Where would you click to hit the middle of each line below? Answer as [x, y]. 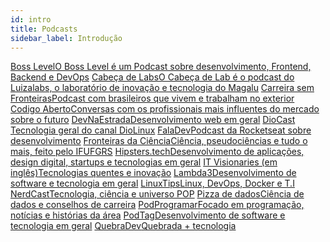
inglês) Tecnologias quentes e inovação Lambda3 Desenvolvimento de [153, 173]
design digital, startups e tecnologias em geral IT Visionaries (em [144, 162]
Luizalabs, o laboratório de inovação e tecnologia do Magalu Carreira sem [162, 88]
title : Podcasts [44, 29]
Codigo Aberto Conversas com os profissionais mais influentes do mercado [165, 109]
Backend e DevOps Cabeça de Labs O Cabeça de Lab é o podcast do [152, 77]
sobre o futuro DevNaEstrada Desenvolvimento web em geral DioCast [153, 120]
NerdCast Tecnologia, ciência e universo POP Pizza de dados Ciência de [157, 194]
